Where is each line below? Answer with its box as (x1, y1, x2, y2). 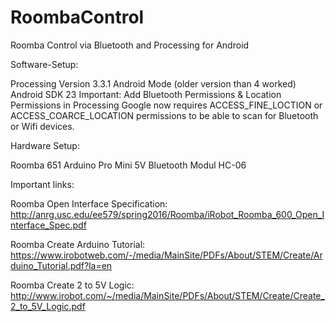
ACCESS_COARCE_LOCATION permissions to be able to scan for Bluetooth (10, 109, 319, 121)
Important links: (10, 178, 75, 190)
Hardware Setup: (10, 139, 80, 151)
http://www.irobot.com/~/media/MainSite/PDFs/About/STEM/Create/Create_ (10, 289, 325, 301)
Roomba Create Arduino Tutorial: (10, 238, 146, 250)
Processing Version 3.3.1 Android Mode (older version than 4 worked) (10, 77, 297, 90)
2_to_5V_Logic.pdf (10, 300, 86, 312)
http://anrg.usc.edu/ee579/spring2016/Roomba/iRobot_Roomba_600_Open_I (10, 208, 325, 220)
